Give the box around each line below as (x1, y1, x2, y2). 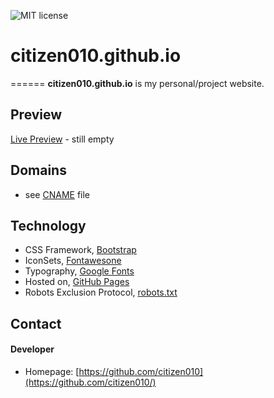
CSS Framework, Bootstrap (24, 244, 137, 256)
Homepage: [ (24, 365, 80, 377)
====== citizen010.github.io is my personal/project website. (10, 77, 265, 89)
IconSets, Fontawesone (24, 255, 122, 267)
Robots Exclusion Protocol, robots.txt (24, 286, 178, 299)
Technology (10, 217, 87, 234)
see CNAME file (24, 188, 91, 200)
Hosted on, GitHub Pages (24, 276, 130, 288)
